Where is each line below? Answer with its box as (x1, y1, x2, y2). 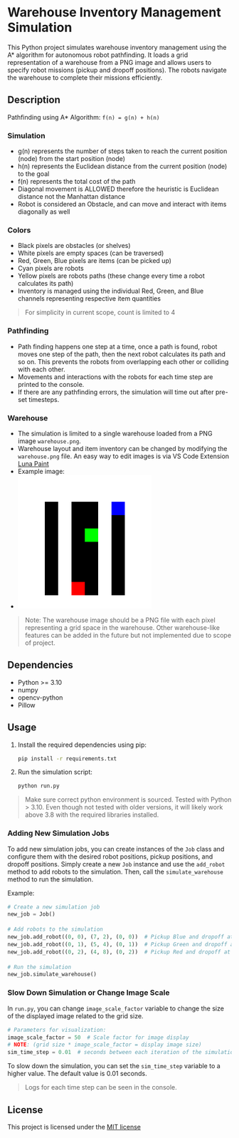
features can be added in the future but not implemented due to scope (24, 631, 232, 639)
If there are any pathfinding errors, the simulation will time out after (17, 388, 214, 396)
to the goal (17, 170, 50, 178)
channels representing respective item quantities (17, 294, 161, 303)
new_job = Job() (7, 911, 55, 918)
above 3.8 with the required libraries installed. (24, 810, 159, 819)
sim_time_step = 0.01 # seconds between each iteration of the (7, 1049, 202, 1056)
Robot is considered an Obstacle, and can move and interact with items (17, 200, 227, 209)
